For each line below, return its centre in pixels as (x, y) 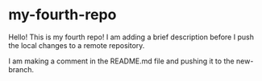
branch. (21, 69)
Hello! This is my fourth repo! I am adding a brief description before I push (131, 37)
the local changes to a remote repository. (77, 45)
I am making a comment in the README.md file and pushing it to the (122, 61)
